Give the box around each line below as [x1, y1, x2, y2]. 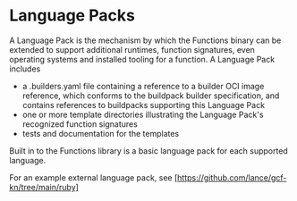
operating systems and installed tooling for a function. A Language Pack [9, 54, 276, 64]
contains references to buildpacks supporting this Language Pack [21, 99, 266, 110]
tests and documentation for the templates [21, 128, 180, 138]
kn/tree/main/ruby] [9, 181, 79, 192]
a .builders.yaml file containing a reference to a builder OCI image [21, 80, 265, 91]
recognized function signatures [21, 118, 139, 130]
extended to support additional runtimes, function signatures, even [9, 44, 255, 54]
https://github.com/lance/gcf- [177, 172, 287, 183]
